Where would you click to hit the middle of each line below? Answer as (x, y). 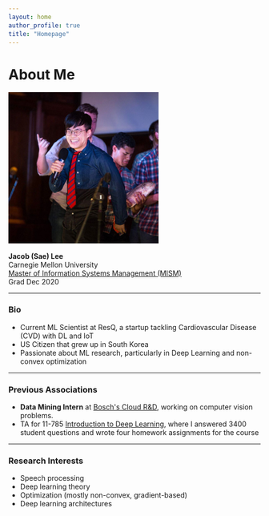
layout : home (30, 17)
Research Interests (46, 461)
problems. (36, 416)
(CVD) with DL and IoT (57, 336)
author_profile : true (44, 25)
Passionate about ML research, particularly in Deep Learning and (127, 353)
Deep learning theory (55, 487)
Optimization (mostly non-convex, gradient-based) (104, 495)
